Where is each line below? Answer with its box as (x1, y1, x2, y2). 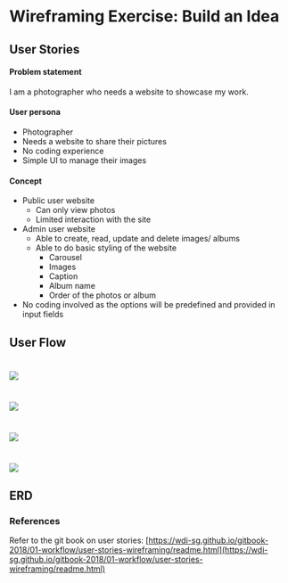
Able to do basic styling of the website (35, 242, 177, 253)
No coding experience (21, 145, 104, 156)
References (9, 514, 61, 527)
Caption (48, 271, 78, 282)
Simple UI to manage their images (21, 154, 147, 166)
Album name (48, 281, 96, 291)
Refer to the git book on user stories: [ (9, 535, 149, 546)
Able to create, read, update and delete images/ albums (35, 234, 241, 244)
